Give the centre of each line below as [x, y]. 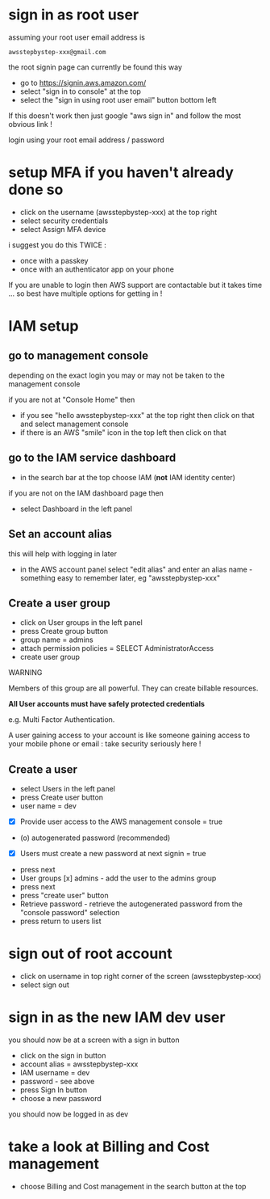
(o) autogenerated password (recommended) [95, 838]
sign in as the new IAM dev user [117, 1017]
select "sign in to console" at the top [80, 91]
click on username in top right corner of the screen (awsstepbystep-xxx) [141, 977]
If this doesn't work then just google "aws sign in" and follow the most [125, 116]
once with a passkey [54, 260]
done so [36, 190]
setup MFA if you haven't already [121, 173]
